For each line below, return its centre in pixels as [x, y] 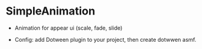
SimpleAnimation [51, 11]
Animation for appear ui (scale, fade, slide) [68, 28]
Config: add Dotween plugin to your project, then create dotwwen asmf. [106, 39]
